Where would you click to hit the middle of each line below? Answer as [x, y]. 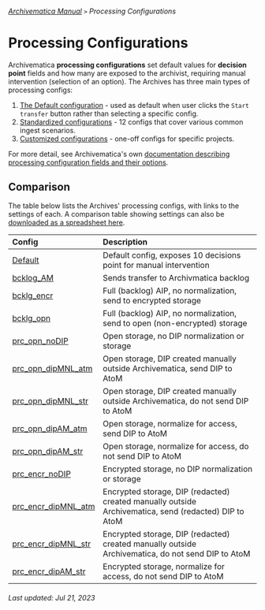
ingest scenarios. [48, 130]
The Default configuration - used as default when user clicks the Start [134, 105]
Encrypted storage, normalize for [163, 567]
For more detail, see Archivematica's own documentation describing [119, 154]
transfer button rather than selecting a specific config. [109, 113]
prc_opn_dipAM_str [48, 452]
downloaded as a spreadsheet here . [67, 223]
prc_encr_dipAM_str [49, 571]
